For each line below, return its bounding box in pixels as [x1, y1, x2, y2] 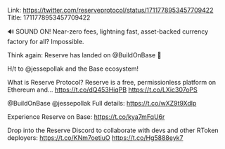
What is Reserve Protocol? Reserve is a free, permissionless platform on [7, 78, 217, 86]
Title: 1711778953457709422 [7, 13, 91, 22]
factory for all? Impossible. [7, 38, 84, 45]
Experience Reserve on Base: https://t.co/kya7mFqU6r [7, 113, 165, 121]
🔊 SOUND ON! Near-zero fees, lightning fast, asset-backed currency [7, 27, 209, 36]
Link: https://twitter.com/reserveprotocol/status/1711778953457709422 [7, 6, 214, 14]
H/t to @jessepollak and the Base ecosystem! [7, 64, 139, 73]
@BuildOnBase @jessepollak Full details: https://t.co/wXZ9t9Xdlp [7, 99, 197, 107]
